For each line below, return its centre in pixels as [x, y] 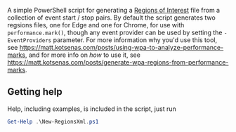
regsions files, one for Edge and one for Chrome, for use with [96, 25]
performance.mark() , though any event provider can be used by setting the [115, 32]
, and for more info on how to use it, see [83, 55]
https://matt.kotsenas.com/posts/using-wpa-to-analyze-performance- [122, 47]
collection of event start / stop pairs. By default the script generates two [111, 18]
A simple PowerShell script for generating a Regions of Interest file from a [113, 10]
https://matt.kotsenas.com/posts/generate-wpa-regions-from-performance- [118, 62]
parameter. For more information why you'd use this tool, [135, 40]
